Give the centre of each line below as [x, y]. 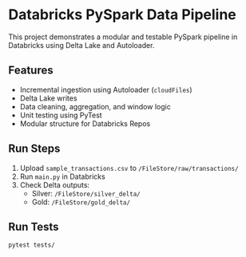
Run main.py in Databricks [62, 176]
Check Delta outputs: [55, 184]
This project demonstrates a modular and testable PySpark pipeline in [123, 37]
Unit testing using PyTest [61, 115]
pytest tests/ [32, 245]
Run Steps [34, 149]
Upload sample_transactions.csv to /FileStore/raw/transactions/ [129, 168]
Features [31, 71]
